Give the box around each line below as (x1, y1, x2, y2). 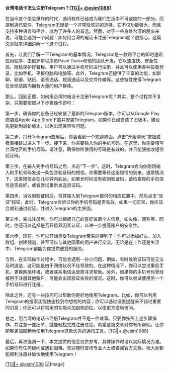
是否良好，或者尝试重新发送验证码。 (9, 182, 84, 188)
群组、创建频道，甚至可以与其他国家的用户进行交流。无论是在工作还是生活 (5, 239, 159, 245)
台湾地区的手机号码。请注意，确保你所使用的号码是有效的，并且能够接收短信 (5, 146, 164, 152)
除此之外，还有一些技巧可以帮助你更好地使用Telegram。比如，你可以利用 (5, 292, 157, 298)
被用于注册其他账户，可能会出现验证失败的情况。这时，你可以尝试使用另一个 (5, 275, 164, 281)
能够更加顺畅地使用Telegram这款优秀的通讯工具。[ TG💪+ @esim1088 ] (5, 328, 149, 334)
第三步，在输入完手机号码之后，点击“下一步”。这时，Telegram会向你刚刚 (5, 163, 156, 169)
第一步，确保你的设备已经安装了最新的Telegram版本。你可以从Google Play (5, 111, 160, 116)
